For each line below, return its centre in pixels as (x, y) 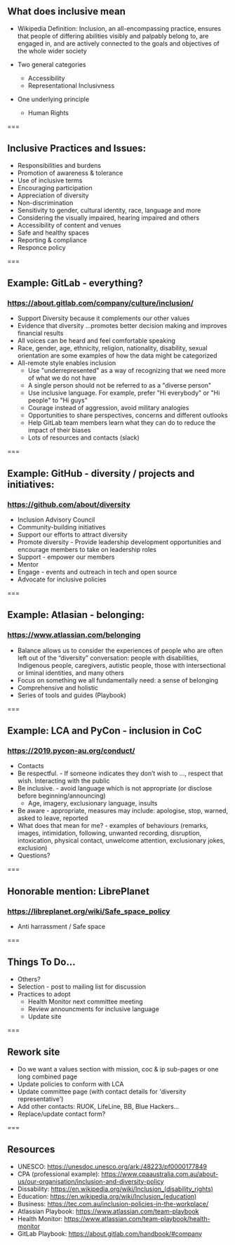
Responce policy (41, 247)
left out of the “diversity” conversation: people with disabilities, (108, 658)
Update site (45, 1016)
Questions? (34, 855)
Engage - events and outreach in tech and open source (97, 572)
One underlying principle (53, 99)
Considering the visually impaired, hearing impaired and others (108, 218)
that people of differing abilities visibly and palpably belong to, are (113, 36)
